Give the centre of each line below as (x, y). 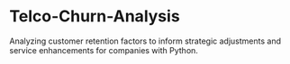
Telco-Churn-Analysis (95, 16)
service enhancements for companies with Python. (104, 50)
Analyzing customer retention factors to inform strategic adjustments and (145, 41)
